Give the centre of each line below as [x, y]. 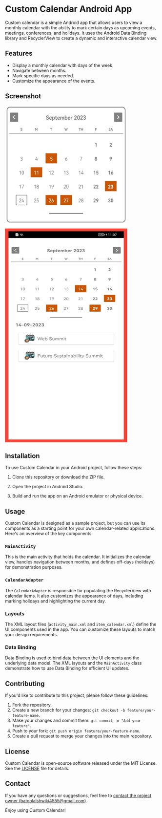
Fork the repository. [32, 705]
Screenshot [23, 96]
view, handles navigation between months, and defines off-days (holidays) [80, 562]
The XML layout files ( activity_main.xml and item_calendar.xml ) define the [81, 624]
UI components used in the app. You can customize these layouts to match [80, 629]
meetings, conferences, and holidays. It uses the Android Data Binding [76, 33]
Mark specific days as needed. [43, 75]
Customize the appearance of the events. [54, 81]
